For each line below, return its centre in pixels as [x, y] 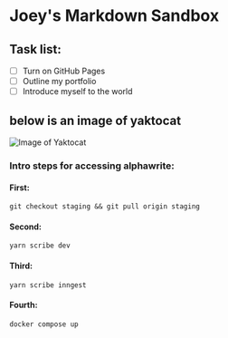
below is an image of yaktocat [95, 120]
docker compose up [44, 324]
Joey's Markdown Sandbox [114, 16]
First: [19, 188]
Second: [26, 227]
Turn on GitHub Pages [64, 71]
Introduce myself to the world [77, 92]
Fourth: [24, 305]
